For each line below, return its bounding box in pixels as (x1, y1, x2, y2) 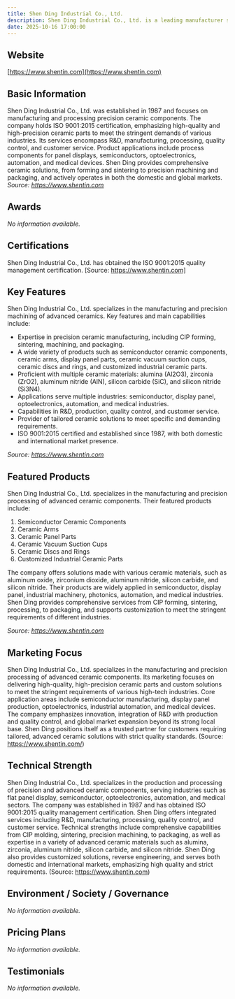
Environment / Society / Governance (7, 888, 169, 900)
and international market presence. (17, 437, 119, 445)
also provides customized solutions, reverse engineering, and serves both (7, 852, 220, 861)
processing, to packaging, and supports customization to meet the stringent (7, 605, 226, 614)
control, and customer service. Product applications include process (7, 144, 204, 152)
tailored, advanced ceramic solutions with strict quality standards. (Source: (7, 732, 224, 741)
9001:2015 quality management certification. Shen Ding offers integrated (7, 808, 217, 817)
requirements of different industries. (7, 613, 112, 621)
